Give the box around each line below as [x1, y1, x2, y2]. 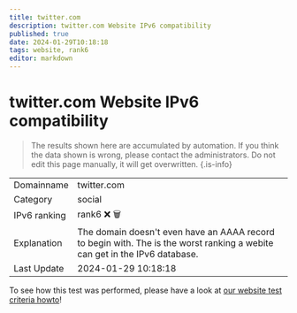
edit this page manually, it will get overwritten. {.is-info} [30, 158, 232, 169]
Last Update [13, 262, 65, 274]
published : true [9, 29, 69, 38]
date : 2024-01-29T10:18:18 [9, 37, 109, 47]
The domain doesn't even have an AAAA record [77, 225, 276, 238]
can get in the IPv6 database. [77, 248, 199, 260]
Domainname [13, 179, 69, 191]
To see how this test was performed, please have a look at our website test [9, 285, 283, 295]
